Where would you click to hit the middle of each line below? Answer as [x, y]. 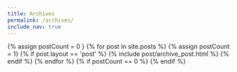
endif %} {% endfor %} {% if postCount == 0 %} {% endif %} [97, 62]
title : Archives [31, 14]
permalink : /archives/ [41, 20]
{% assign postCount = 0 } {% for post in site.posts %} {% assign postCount [119, 47]
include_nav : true [34, 27]
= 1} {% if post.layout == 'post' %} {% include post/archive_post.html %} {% [118, 54]
